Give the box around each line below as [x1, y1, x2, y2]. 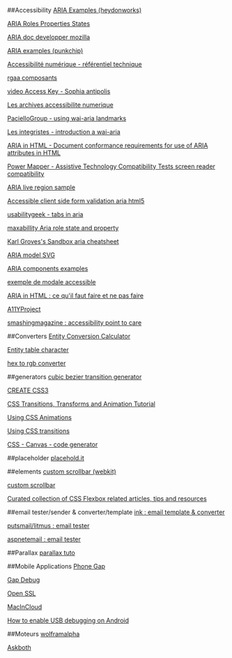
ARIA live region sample [7, 183, 75, 191]
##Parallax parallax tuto [7, 548, 75, 557]
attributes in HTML [7, 149, 61, 156]
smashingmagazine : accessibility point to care [7, 319, 142, 327]
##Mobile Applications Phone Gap [7, 562, 106, 570]
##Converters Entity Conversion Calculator [7, 332, 131, 340]
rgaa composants [7, 73, 58, 82]
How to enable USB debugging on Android [7, 616, 130, 624]
